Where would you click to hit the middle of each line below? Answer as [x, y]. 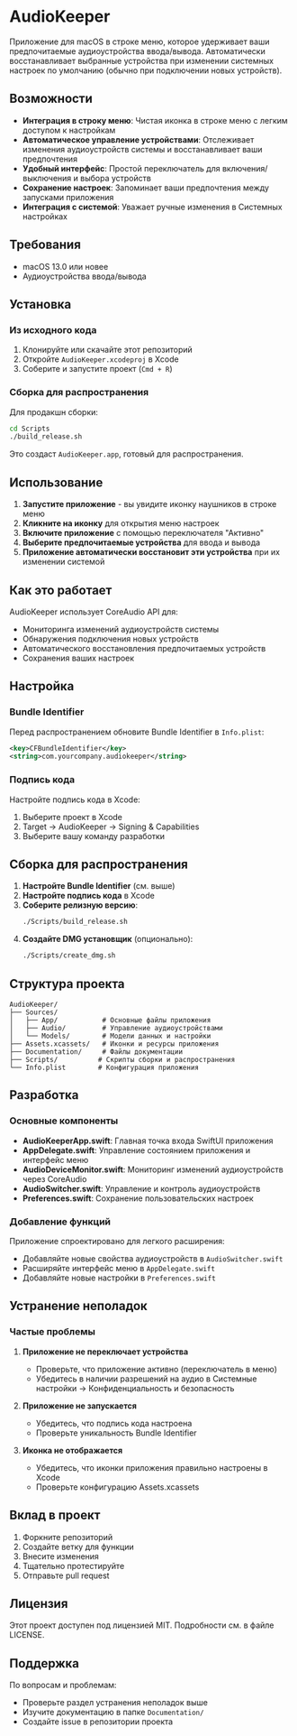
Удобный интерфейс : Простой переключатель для [121, 168]
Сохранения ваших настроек [78, 658]
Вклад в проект [55, 1515]
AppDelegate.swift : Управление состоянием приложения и [136, 1150]
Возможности [51, 99]
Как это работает [61, 590]
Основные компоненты [64, 1121]
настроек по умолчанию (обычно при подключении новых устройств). [146, 70]
